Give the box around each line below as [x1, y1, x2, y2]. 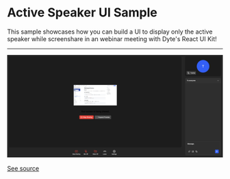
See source [7, 165, 40, 173]
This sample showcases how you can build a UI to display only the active [7, 27, 213, 36]
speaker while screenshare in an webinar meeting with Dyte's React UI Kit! [7, 34, 217, 43]
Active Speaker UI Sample [7, 5, 157, 21]
